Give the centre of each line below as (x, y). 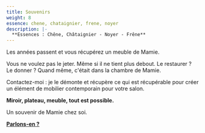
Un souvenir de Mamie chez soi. (47, 112)
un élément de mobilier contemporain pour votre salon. (75, 88)
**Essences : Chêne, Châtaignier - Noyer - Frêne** (79, 35)
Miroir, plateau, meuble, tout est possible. (60, 101)
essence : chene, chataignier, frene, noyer (63, 23)
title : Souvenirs (28, 12)
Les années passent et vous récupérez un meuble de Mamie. (83, 52)
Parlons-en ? (23, 124)
